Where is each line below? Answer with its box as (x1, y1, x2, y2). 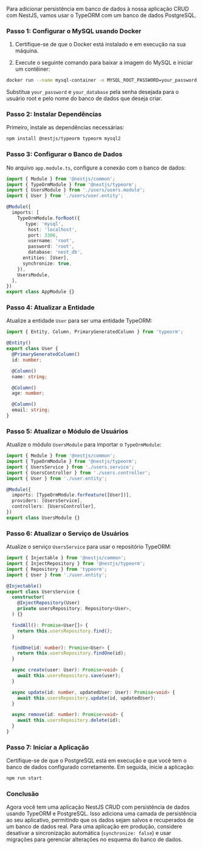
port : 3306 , (28, 232, 59, 238)
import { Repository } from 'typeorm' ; (6, 566, 108, 572)
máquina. (15, 47, 39, 54)
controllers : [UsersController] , (12, 503, 97, 510)
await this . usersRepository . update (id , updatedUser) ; (17, 695, 156, 701)
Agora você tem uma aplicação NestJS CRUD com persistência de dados (6, 803, 190, 811)
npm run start (6, 775, 43, 781)
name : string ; (12, 373, 47, 380)
